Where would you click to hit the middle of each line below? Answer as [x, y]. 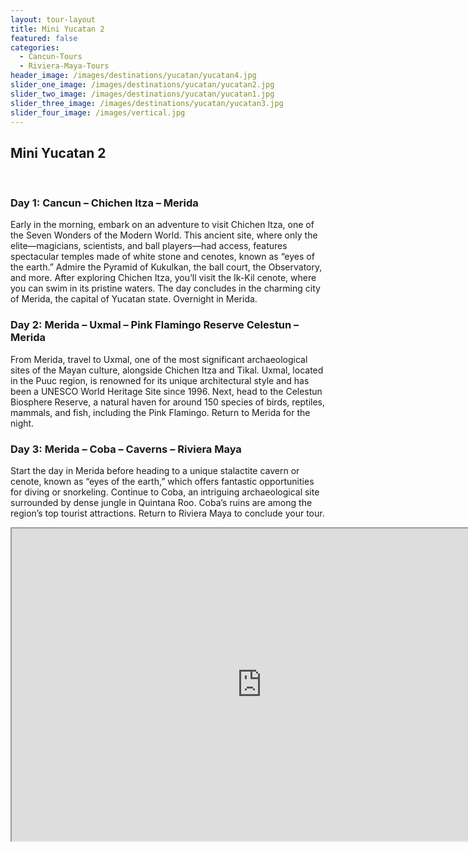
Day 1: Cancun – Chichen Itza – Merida [104, 203]
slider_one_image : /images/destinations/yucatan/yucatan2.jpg [142, 85]
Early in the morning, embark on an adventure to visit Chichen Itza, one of [162, 225]
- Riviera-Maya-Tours [64, 66]
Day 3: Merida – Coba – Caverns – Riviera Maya [126, 449]
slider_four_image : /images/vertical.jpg [98, 112]
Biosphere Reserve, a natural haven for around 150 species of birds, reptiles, [168, 402]
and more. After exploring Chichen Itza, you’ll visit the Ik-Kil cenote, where [163, 278]
